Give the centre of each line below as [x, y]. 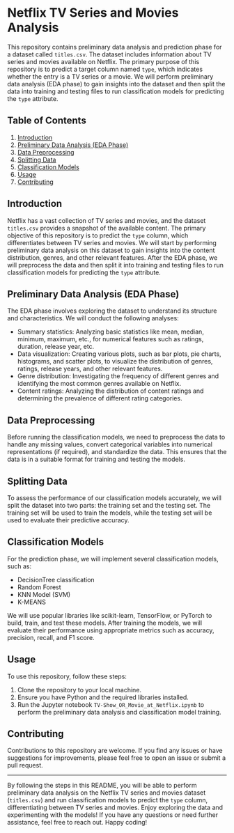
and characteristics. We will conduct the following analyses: [93, 318]
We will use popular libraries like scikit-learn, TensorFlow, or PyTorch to [110, 615]
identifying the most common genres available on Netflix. [99, 384]
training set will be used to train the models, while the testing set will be [110, 513]
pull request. [25, 765]
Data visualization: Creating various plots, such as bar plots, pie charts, [119, 354]
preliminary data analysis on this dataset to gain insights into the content [111, 250]
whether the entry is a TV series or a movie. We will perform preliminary [110, 76]
